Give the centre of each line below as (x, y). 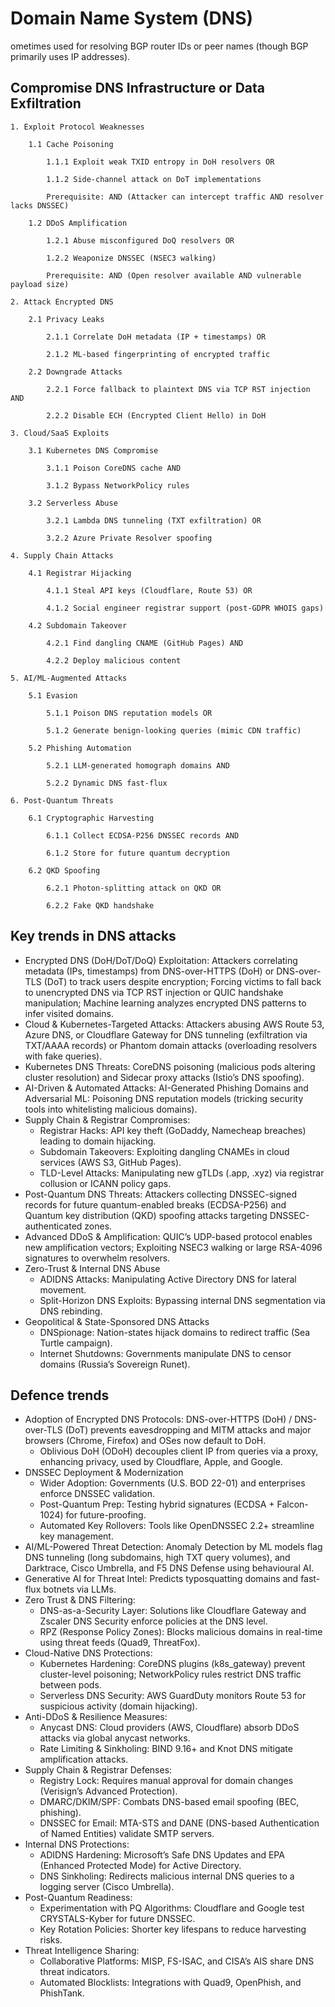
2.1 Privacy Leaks (66, 319)
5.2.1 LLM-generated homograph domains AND (138, 765)
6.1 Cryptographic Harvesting (91, 818)
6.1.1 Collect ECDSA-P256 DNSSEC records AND (143, 835)
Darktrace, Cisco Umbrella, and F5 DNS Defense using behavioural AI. (169, 1568)
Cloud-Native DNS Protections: (88, 1653)
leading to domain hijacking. (98, 1141)
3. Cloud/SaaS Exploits (60, 433)
